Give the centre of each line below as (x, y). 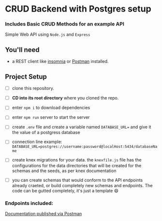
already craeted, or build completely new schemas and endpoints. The (82, 185)
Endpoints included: (29, 203)
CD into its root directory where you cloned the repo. (65, 98)
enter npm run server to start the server (51, 118)
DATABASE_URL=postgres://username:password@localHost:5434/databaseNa (85, 147)
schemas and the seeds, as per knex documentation (64, 171)
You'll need (22, 50)
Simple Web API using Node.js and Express (48, 34)
